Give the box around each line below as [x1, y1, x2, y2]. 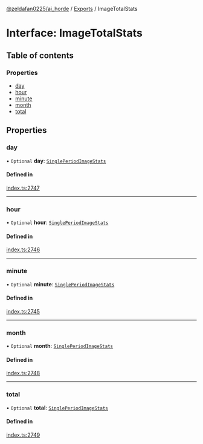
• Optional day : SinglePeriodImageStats [6, 157, 106, 164]
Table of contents [6, 50, 74, 60]
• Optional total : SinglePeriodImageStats [6, 404, 109, 411]
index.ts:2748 [6, 370, 40, 377]
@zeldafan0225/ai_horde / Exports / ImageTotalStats [6, 5, 138, 12]
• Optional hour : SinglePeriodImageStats [6, 219, 109, 226]
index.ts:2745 [6, 307, 40, 315]
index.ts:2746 [6, 246, 40, 253]
